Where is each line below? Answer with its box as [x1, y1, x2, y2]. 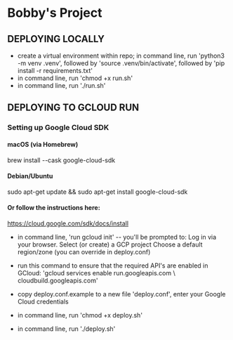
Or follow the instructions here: [7, 204, 100, 212]
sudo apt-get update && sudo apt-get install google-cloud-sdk [7, 188, 188, 196]
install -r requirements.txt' [17, 67, 93, 74]
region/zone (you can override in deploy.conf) [17, 247, 151, 256]
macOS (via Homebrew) [7, 140, 79, 148]
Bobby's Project [7, 5, 102, 21]
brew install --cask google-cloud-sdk [7, 156, 116, 164]
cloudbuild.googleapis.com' [17, 276, 98, 285]
